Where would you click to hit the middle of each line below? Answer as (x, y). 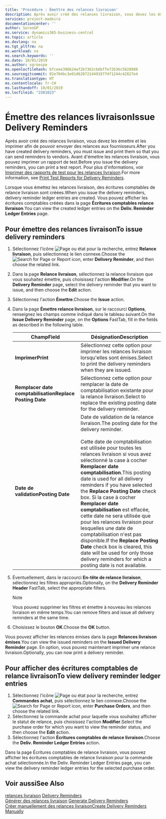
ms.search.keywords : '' (30, 56)
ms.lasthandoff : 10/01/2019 (34, 88)
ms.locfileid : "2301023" (31, 92)
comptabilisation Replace (45, 393)
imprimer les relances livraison (116, 351)
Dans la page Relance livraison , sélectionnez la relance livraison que (83, 274)
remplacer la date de (104, 385)
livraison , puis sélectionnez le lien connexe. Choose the (68, 254)
